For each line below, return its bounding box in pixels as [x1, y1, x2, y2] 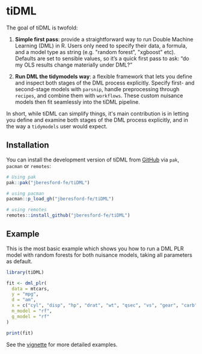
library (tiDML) [6, 269, 44, 275]
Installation [6, 140, 49, 151]
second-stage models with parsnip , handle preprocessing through [14, 85, 180, 92]
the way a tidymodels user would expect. [6, 122, 108, 130]
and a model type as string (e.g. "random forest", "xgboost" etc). [14, 48, 176, 55]
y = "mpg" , [11, 291, 39, 298]
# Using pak [6, 174, 36, 180]
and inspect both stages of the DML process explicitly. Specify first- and [14, 79, 195, 86]
